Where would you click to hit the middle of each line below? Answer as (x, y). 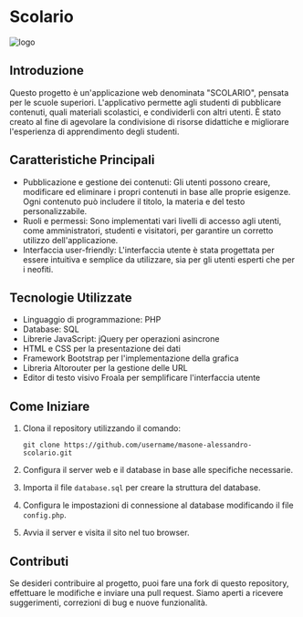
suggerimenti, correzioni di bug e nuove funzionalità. (109, 602)
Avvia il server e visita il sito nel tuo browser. (106, 533)
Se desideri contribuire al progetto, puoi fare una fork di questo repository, (149, 583)
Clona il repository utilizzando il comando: (101, 428)
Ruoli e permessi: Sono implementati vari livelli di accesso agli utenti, (152, 221)
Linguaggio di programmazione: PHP (92, 320)
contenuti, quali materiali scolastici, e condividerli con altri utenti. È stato (145, 112)
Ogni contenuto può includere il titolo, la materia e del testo (134, 201)
